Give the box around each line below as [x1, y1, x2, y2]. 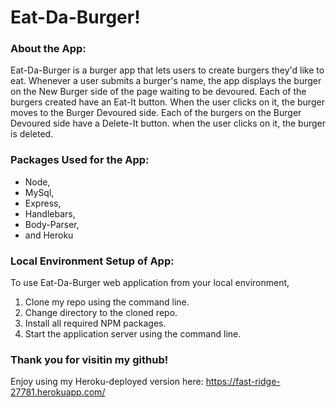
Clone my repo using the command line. [24, 296, 190, 308]
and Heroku [24, 229, 74, 241]
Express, [24, 197, 62, 209]
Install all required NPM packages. [24, 317, 167, 330]
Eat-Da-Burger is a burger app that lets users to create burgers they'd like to [10, 64, 325, 76]
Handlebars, [24, 207, 76, 220]
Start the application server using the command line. [24, 328, 242, 340]
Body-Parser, [24, 218, 80, 230]
